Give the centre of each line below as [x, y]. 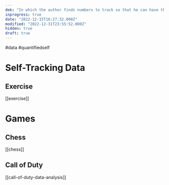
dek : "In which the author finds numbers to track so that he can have [82, 10]
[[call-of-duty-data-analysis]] [36, 177]
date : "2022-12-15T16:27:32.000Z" [41, 19]
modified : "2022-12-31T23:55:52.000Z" [46, 24]
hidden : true [19, 29]
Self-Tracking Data [45, 68]
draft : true [18, 33]
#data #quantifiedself [27, 48]
